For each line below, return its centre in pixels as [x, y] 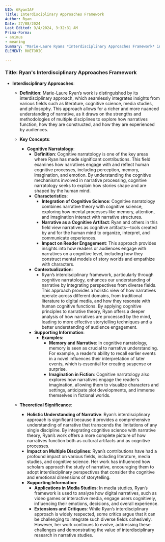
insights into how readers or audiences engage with [94, 248]
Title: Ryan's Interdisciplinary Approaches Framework [71, 73]
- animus [14, 38]
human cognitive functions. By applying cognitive [91, 306]
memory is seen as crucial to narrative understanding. [103, 348]
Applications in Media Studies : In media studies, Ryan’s [91, 488]
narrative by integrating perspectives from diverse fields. [99, 285]
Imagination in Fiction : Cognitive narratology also [99, 374]
